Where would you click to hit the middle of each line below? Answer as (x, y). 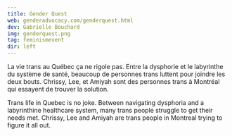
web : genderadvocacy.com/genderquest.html (70, 20)
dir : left (22, 47)
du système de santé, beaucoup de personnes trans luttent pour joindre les (116, 74)
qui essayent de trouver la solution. (58, 89)
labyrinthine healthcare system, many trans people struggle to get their (110, 110)
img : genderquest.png (39, 33)
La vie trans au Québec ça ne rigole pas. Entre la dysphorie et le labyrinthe (115, 67)
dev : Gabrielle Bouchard (44, 27)
